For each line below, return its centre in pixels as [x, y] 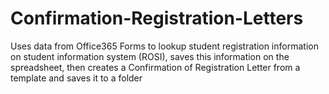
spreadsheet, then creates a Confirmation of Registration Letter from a [155, 67]
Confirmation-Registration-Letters [157, 18]
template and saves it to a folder [76, 78]
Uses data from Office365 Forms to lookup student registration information [164, 46]
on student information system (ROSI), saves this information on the [150, 56]
